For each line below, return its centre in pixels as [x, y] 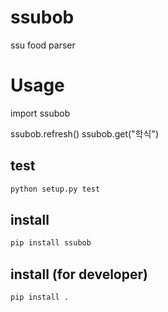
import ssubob [40, 113]
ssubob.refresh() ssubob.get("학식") [85, 133]
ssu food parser [43, 45]
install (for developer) [79, 274]
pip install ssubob [51, 243]
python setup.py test [55, 189]
